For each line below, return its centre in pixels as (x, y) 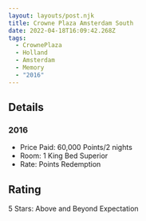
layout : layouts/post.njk (51, 16)
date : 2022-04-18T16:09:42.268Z (62, 30)
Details (26, 107)
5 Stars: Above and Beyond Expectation (73, 209)
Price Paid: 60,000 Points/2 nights (76, 148)
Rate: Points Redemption (60, 164)
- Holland (32, 53)
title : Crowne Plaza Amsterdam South (71, 23)
